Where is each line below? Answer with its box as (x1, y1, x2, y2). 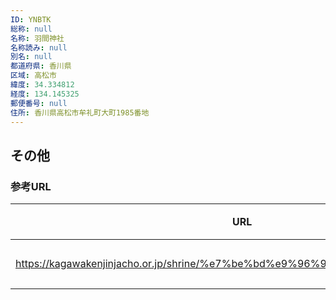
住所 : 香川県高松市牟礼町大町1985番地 (10, 107, 150, 118)
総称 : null (10, 24, 53, 34)
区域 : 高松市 (10, 71, 57, 81)
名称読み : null (10, 42, 68, 53)
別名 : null (10, 52, 53, 62)
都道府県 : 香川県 (10, 61, 72, 71)
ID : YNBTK (10, 14, 52, 25)
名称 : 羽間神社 (10, 33, 65, 43)
